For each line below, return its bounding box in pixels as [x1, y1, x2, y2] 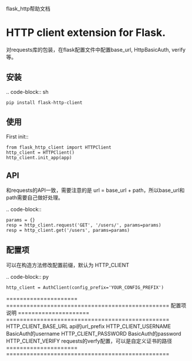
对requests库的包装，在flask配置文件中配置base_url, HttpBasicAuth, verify [6, 46, 186, 53]
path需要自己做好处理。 [6, 194, 63, 201]
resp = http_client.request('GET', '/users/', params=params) [6, 222, 161, 228]
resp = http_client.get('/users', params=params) [6, 228, 130, 234]
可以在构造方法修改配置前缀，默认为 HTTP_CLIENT [6, 262, 130, 269]
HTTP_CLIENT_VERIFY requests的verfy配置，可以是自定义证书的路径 [6, 338, 172, 345]
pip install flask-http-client [6, 99, 83, 106]
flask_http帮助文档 [6, 5, 51, 12]
